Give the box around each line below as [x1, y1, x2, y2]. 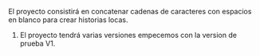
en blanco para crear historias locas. [8, 15, 128, 24]
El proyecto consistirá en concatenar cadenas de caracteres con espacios [8, 7, 252, 16]
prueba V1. [19, 39, 56, 48]
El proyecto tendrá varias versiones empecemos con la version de [19, 31, 238, 39]
